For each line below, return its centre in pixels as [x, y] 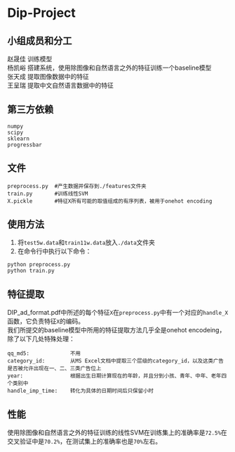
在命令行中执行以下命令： [54, 251]
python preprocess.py [39, 265]
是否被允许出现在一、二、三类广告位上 [54, 369]
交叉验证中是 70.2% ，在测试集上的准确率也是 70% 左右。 [85, 441]
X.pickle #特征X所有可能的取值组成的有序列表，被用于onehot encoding [110, 201]
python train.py [31, 271]
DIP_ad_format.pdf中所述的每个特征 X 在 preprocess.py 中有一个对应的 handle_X [118, 313]
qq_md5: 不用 [44, 353]
